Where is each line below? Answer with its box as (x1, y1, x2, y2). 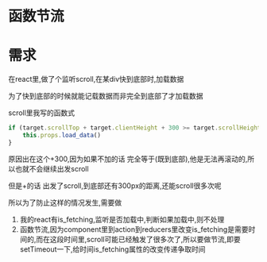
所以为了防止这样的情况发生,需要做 (8, 198, 122, 207)
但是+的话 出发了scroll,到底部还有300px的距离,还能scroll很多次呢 (8, 180, 222, 191)
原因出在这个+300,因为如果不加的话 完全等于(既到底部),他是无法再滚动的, (8, 154, 248, 164)
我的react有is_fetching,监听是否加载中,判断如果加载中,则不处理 (19, 214, 225, 224)
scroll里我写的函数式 (8, 108, 75, 118)
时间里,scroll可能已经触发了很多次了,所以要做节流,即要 (63, 234, 241, 244)
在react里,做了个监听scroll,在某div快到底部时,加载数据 (8, 75, 184, 84)
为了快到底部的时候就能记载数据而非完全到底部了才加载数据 (8, 91, 203, 101)
